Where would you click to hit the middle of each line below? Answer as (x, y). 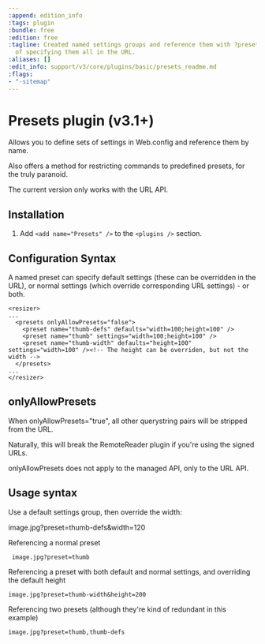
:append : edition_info (45, 15)
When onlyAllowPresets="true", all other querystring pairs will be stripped (128, 421)
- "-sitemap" (30, 81)
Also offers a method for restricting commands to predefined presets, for (127, 166)
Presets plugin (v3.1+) (81, 120)
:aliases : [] (30, 60)
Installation (36, 214)
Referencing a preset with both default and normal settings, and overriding (129, 571)
